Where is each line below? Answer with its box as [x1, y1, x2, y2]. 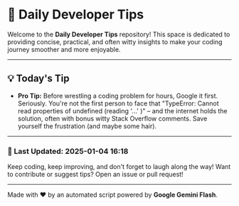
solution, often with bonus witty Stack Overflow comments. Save [17, 114, 208, 123]
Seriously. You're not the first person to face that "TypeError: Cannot [17, 99, 219, 108]
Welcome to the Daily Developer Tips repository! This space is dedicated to [7, 30, 230, 38]
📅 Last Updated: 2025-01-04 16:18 [7, 146, 129, 156]
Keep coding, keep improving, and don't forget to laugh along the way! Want [7, 163, 231, 171]
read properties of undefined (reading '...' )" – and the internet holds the [17, 106, 228, 115]
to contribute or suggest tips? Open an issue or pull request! [7, 170, 184, 179]
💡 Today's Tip [7, 73, 70, 85]
